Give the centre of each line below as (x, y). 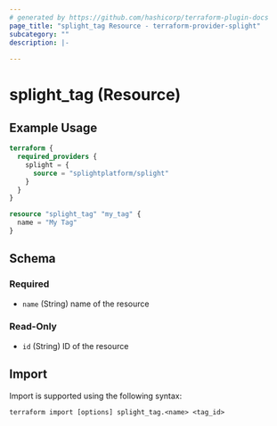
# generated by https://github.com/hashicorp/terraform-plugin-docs (139, 17)
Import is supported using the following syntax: (96, 396)
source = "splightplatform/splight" (101, 173)
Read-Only (33, 327)
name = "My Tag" (47, 223)
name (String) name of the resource (86, 304)
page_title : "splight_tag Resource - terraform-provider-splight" (135, 26)
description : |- (39, 42)
